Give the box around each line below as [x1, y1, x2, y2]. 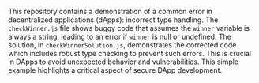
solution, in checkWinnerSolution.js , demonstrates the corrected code [8, 40, 237, 50]
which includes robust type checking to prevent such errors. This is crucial [8, 49, 251, 58]
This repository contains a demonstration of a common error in [8, 7, 213, 16]
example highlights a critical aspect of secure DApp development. [8, 66, 223, 74]
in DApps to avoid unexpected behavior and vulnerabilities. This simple [8, 57, 239, 66]
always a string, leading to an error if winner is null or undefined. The [8, 32, 231, 41]
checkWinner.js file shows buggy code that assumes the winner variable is [8, 24, 250, 32]
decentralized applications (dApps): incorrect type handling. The [8, 15, 219, 25]
